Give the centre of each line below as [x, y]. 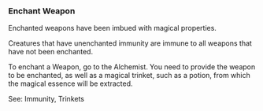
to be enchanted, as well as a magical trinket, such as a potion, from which [129, 76]
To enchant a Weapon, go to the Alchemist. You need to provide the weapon [132, 67]
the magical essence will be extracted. [70, 83]
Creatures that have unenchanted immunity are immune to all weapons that [130, 43]
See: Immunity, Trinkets [46, 99]
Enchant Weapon [42, 11]
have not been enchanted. [50, 52]
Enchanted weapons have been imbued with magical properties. [112, 28]
